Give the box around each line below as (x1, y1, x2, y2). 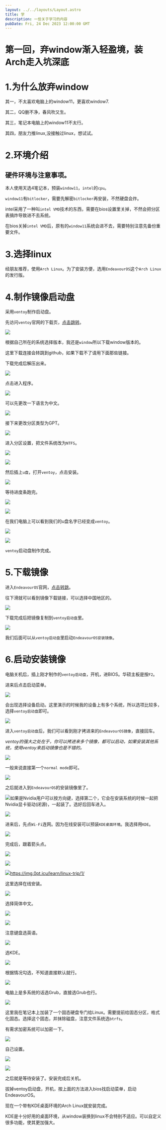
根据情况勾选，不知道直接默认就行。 (5, 970, 80, 976)
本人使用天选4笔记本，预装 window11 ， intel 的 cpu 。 (5, 185, 109, 191)
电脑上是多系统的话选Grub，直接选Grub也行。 (5, 990, 100, 996)
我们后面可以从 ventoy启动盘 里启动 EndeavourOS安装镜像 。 (5, 635, 117, 641)
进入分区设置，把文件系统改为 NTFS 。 (5, 440, 80, 446)
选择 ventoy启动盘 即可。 (5, 708, 52, 714)
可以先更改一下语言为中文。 (5, 400, 62, 406)
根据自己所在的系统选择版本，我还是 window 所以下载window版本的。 (5, 339, 144, 345)
